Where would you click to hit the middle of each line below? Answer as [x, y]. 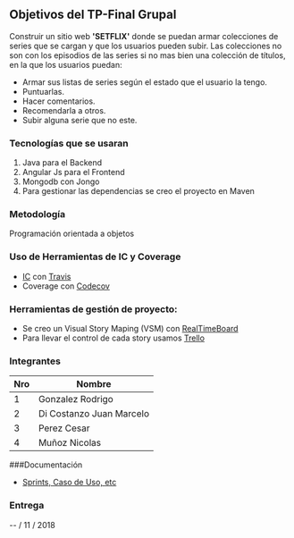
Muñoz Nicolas [70, 443]
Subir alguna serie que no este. [80, 120]
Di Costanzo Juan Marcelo [94, 414]
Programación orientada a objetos [72, 234]
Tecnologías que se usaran [69, 143]
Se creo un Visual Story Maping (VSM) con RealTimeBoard [130, 328]
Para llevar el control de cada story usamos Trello [113, 338]
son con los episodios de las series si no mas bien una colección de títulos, [147, 55]
